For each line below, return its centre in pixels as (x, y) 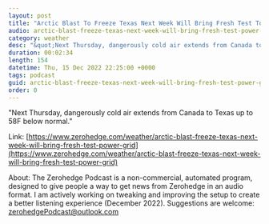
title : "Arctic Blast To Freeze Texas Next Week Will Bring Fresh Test (130, 23)
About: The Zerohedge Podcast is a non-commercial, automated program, (130, 178)
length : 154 (28, 61)
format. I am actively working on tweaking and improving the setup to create (134, 195)
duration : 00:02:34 (41, 53)
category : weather (39, 38)
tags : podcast (32, 75)
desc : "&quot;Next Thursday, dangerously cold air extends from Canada (130, 46)
